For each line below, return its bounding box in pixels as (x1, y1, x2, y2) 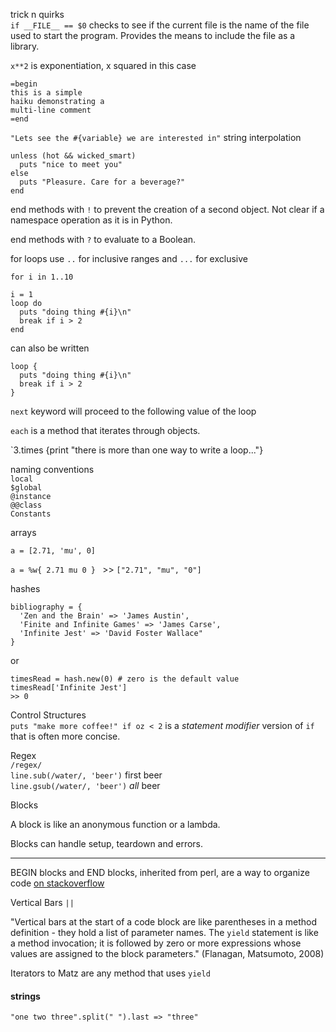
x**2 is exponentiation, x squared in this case (10, 60, 197, 71)
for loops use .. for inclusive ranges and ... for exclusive (10, 253, 248, 264)
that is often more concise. (10, 730, 121, 742)
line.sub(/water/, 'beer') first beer (10, 769, 163, 781)
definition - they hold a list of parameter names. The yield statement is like (10, 927, 319, 938)
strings (10, 990, 41, 1002)
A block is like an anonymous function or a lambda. (10, 819, 221, 830)
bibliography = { (10, 602, 83, 612)
